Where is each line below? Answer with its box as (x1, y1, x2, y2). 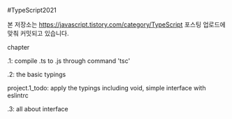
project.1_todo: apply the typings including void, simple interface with (7, 84, 206, 92)
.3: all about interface (7, 105, 68, 113)
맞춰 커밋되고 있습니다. (7, 29, 69, 37)
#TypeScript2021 (7, 6, 57, 14)
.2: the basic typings (7, 70, 66, 78)
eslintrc (7, 91, 29, 99)
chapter (7, 43, 30, 51)
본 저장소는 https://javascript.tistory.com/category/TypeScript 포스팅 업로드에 (7, 20, 226, 29)
